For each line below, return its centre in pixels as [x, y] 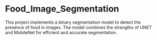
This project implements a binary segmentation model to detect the [73, 22]
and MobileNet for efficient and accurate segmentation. [61, 32]
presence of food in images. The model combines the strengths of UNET [78, 27]
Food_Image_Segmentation [62, 9]
